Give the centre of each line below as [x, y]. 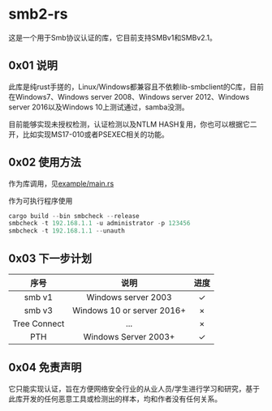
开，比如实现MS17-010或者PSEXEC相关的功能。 [89, 134]
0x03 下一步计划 [50, 258]
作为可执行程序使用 [41, 200]
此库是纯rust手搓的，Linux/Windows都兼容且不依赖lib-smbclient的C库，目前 [136, 87]
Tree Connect [39, 323]
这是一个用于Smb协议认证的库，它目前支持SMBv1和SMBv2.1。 [112, 37]
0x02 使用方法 [45, 163]
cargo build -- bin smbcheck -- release [74, 216]
